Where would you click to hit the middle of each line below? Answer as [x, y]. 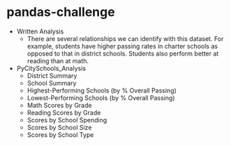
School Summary [52, 83]
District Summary [52, 75]
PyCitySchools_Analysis [51, 68]
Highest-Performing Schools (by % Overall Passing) [102, 90]
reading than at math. [58, 60]
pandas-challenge [61, 12]
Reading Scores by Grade [64, 113]
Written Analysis [40, 31]
